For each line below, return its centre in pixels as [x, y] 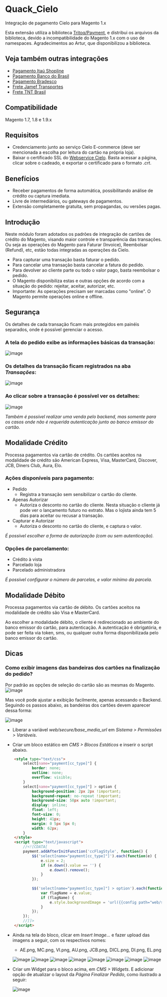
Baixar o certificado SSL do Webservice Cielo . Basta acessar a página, [85, 158]
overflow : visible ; [52, 778]
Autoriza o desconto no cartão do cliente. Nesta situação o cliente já [90, 505]
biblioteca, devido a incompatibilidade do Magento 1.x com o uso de [75, 38]
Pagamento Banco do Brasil [41, 76]
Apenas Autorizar [30, 499]
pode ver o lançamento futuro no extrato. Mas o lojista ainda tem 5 [88, 510]
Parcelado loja [27, 565]
